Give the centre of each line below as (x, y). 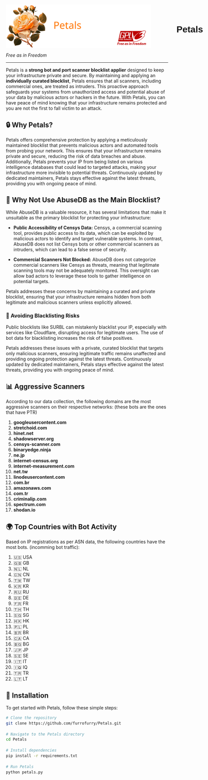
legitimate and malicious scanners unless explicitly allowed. (69, 302)
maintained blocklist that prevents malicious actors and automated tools (82, 145)
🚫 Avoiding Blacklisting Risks (43, 316)
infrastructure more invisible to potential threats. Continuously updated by (84, 173)
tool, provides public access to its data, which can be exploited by (83, 233)
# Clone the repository (31, 718)
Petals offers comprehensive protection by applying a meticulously (77, 140)
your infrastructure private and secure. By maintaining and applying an (81, 75)
